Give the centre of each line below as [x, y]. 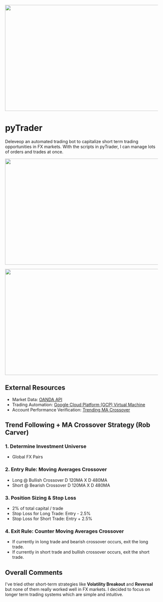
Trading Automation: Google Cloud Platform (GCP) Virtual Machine [79, 405]
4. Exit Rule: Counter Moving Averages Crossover [65, 531]
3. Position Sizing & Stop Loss [41, 498]
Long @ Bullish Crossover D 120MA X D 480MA [60, 480]
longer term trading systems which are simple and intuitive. [64, 595]
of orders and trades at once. [34, 152]
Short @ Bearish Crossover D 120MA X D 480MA [61, 485]
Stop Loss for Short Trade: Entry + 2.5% [52, 519]
